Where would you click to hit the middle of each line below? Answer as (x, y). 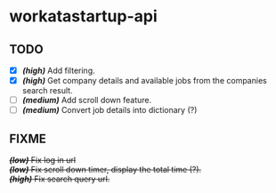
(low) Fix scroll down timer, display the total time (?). (106, 170)
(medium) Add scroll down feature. (87, 101)
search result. (47, 91)
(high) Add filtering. (58, 70)
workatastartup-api (83, 16)
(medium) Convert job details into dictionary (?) (110, 110)
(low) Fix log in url (43, 160)
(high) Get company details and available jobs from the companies (144, 81)
